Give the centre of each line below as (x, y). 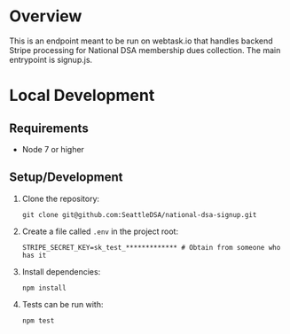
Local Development (82, 96)
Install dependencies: (61, 271)
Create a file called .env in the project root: (100, 231)
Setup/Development (66, 178)
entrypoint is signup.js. (51, 59)
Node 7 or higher (53, 149)
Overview (46, 16)
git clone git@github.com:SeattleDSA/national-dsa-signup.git (139, 214)
